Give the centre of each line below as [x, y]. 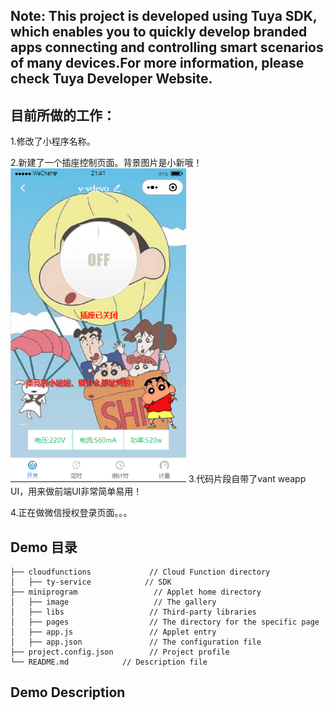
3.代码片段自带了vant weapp [247, 479]
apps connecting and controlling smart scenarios [167, 47]
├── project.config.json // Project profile [120, 652]
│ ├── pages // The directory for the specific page [165, 622]
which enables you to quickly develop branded [159, 32]
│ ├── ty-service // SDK [91, 582]
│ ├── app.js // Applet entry [113, 632]
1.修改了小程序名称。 [53, 141]
